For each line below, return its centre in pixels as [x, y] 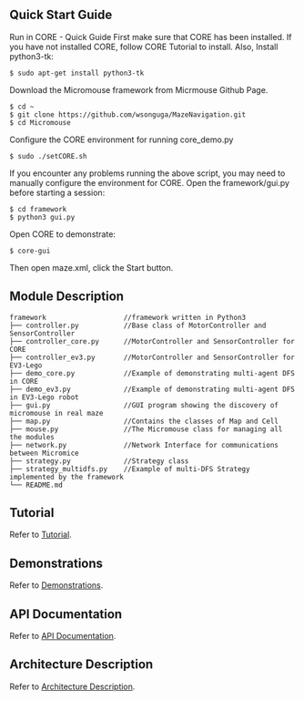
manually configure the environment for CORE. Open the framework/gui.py [149, 182]
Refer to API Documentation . [63, 636]
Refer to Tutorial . [41, 535]
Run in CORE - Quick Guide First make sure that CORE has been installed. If [151, 36]
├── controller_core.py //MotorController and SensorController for [152, 341]
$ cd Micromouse [40, 122]
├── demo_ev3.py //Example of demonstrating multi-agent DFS [152, 389]
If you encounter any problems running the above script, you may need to [147, 173]
